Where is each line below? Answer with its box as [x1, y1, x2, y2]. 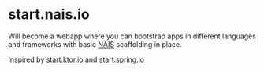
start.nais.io [8, 5, 90, 23]
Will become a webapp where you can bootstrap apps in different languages [8, 31, 256, 41]
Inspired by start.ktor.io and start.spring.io [8, 55, 144, 64]
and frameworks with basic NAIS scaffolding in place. [8, 39, 183, 49]
